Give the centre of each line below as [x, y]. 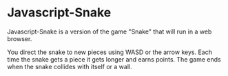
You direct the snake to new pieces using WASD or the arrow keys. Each [110, 52]
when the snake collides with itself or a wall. [70, 66]
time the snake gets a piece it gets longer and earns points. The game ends [114, 59]
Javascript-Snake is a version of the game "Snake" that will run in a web [110, 31]
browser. [20, 38]
